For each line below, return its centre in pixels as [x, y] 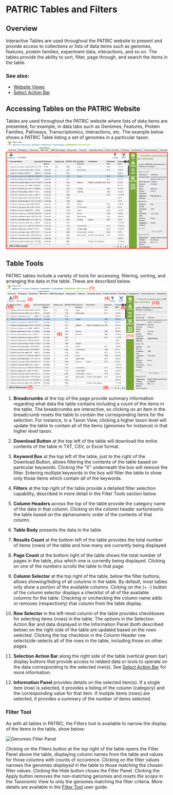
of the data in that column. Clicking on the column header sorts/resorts [88, 509]
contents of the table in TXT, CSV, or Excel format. [66, 447]
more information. [32, 673]
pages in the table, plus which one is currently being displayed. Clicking [89, 561]
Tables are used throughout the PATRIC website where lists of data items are [87, 121]
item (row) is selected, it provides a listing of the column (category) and [89, 688]
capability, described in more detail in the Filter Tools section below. [85, 494]
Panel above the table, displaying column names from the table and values [84, 754]
